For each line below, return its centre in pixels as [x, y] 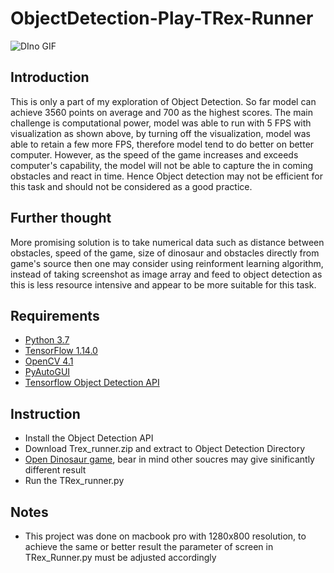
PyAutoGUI [47, 372]
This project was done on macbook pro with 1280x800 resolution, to [165, 536]
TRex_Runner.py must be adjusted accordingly [120, 557]
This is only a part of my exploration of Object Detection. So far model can [163, 101]
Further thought [61, 218]
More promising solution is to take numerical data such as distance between [167, 242]
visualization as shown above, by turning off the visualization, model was [160, 133]
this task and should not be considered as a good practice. [131, 186]
